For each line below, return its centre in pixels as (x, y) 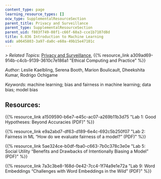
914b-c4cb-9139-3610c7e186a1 (37, 60)
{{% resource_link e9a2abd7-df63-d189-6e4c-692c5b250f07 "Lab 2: (75, 131)
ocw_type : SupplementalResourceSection (46, 19)
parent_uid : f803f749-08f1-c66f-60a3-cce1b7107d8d (58, 32)
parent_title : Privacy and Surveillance (47, 23)
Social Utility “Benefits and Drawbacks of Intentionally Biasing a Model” (77, 151)
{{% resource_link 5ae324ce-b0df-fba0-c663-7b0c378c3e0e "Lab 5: (75, 146)
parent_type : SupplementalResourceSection (49, 28)
